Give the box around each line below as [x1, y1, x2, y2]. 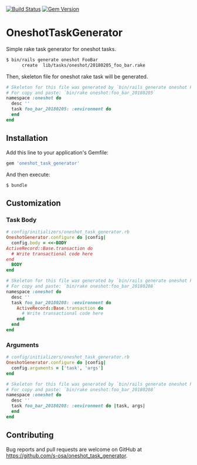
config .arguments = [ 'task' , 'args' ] [11, 365, 104, 371]
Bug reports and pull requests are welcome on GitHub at [6, 446, 142, 453]
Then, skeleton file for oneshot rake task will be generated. [6, 73, 148, 80]
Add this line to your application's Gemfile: [6, 149, 108, 156]
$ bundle [6, 182, 28, 188]
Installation [6, 133, 48, 143]
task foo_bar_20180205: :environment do [11, 106, 111, 112]
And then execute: [6, 171, 50, 178]
